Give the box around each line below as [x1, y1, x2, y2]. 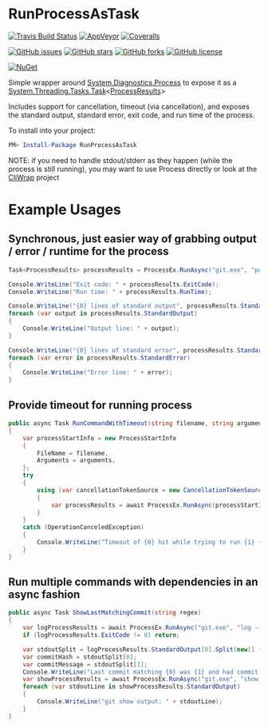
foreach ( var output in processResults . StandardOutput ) [8, 309, 198, 318]
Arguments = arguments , [37, 456, 116, 464]
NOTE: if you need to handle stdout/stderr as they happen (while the [8, 155, 233, 165]
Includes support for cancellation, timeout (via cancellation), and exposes [8, 101, 250, 111]
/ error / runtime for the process [8, 245, 169, 258]
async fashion [8, 588, 81, 602]
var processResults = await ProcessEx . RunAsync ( [50, 501, 216, 509]
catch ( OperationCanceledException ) [22, 523, 145, 531]
